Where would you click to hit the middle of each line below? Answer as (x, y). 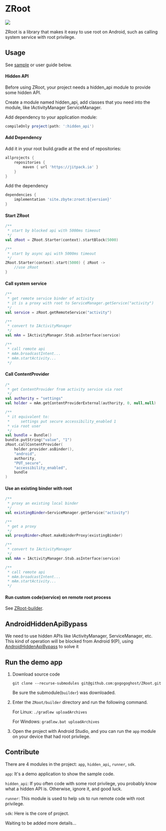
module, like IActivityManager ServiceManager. (54, 107)
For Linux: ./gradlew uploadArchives (50, 712)
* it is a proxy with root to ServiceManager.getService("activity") (81, 303)
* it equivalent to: (28, 416)
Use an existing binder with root (39, 488)
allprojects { (20, 158)
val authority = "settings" (34, 399)
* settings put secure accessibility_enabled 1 (62, 421)
